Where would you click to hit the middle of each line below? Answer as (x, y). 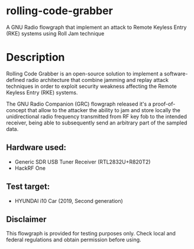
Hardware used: (36, 148)
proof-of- (164, 104)
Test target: (28, 187)
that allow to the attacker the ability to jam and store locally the (104, 110)
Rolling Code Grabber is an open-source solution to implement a (85, 73)
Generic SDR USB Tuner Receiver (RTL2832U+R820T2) (83, 162)
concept (16, 110)
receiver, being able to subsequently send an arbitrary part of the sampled (97, 123)
